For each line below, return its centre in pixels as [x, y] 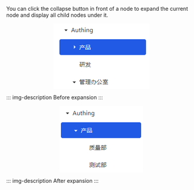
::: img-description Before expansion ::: [55, 97]
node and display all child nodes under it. [57, 15]
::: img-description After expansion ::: [52, 181]
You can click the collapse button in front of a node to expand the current [97, 9]
